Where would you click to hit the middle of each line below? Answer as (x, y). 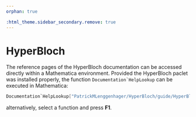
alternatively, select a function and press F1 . (59, 108)
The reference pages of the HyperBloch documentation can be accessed (94, 67)
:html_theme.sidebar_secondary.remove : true (61, 22)
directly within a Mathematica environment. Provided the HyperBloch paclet (97, 73)
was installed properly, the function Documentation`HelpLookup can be (90, 80)
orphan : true (22, 11)
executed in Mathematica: (37, 86)
